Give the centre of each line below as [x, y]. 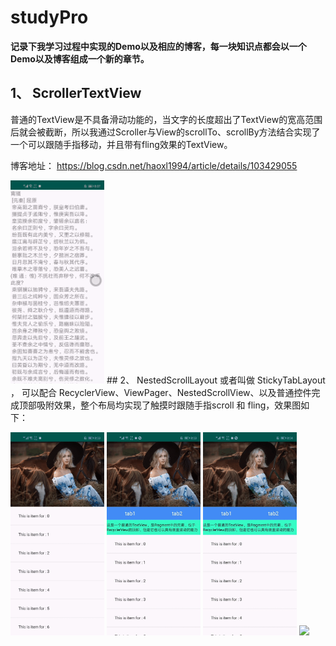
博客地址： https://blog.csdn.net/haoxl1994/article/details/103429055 [154, 165]
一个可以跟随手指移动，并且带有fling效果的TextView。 [121, 144]
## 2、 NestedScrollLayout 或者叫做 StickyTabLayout [216, 380]
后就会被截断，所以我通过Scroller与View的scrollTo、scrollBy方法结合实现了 [165, 132]
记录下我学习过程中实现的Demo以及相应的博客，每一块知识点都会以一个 [158, 46]
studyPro [49, 17]
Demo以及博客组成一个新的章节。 [80, 58]
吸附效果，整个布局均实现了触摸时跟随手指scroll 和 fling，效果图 [169, 405]
